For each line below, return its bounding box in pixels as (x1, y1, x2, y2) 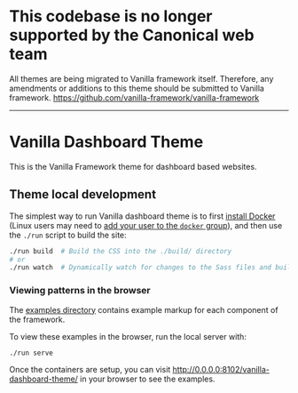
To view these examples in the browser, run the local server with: (9, 331, 247, 341)
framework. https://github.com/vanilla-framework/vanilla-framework (9, 92, 260, 103)
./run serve (9, 349, 53, 357)
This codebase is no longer (9, 6, 213, 27)
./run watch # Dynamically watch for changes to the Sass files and (9, 263, 272, 272)
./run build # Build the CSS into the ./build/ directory (9, 246, 232, 255)
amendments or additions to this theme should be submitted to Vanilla (9, 83, 264, 93)
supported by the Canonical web (9, 25, 255, 45)
